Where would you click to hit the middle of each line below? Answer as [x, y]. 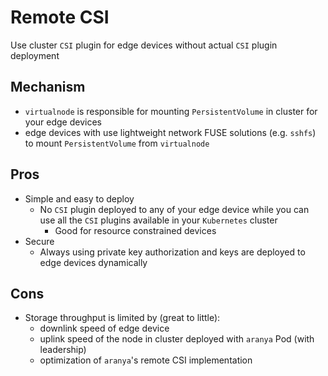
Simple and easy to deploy [79, 198]
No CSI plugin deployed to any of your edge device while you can [174, 209]
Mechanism [48, 87]
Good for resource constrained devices [135, 230]
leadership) [63, 350]
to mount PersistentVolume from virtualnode [117, 143]
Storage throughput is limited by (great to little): [122, 318]
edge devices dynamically [93, 262]
